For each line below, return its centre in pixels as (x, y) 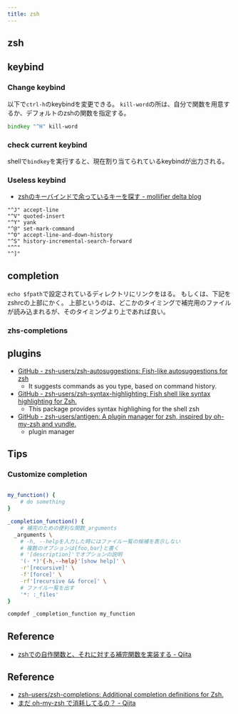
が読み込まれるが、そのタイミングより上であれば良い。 (88, 311)
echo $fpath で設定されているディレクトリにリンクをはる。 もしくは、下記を (119, 293)
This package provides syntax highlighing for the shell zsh (114, 408)
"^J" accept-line (33, 210)
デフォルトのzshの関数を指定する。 (78, 113)
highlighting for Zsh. (47, 401)
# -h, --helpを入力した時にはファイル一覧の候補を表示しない (100, 541)
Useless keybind (37, 180)
